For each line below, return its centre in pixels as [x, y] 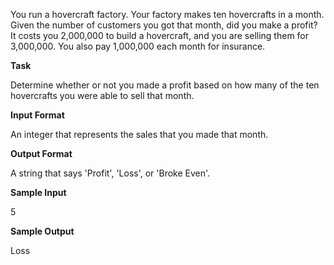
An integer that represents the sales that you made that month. [139, 134]
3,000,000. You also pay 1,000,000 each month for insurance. [138, 46]
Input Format [37, 115]
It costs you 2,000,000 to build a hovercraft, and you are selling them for [160, 35]
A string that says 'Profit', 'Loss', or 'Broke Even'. [110, 173]
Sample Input [38, 192]
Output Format [41, 153]
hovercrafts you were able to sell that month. [102, 95]
